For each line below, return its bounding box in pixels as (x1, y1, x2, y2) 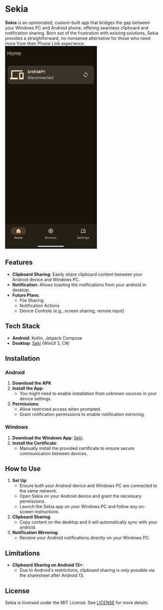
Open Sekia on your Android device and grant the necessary (19, 493, 142, 499)
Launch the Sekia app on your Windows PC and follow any (19, 504, 138, 510)
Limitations (5, 549, 40, 557)
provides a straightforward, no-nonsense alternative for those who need (5, 35, 151, 41)
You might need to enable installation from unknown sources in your (19, 390, 157, 396)
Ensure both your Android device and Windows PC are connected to (19, 483, 158, 488)
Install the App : (12, 386, 44, 391)
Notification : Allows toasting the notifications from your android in (12, 282, 146, 288)
